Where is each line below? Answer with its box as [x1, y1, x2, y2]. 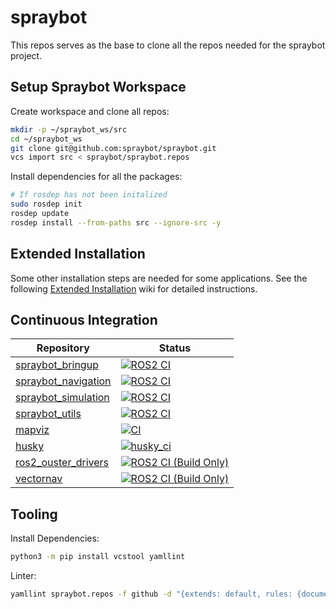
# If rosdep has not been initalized [10, 190, 168, 200]
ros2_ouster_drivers [15, 456, 110, 470]
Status [158, 341, 192, 355]
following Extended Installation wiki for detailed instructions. [10, 282, 258, 295]
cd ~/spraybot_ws [10, 134, 83, 144]
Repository [36, 341, 90, 355]
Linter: [10, 570, 37, 582]
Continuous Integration [10, 311, 158, 328]
